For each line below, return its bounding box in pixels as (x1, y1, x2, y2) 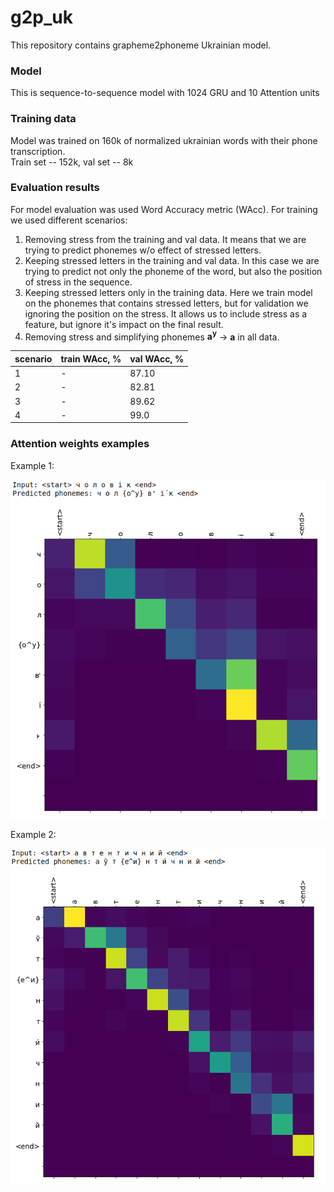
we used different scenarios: (10, 214, 128, 226)
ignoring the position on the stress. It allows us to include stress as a (24, 307, 308, 320)
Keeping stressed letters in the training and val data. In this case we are (24, 254, 320, 266)
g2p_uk (10, 6, 73, 29)
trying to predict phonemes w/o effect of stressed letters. (24, 244, 262, 256)
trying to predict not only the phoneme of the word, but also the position (24, 265, 323, 277)
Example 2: (10, 829, 57, 841)
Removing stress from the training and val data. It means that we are (24, 233, 307, 245)
